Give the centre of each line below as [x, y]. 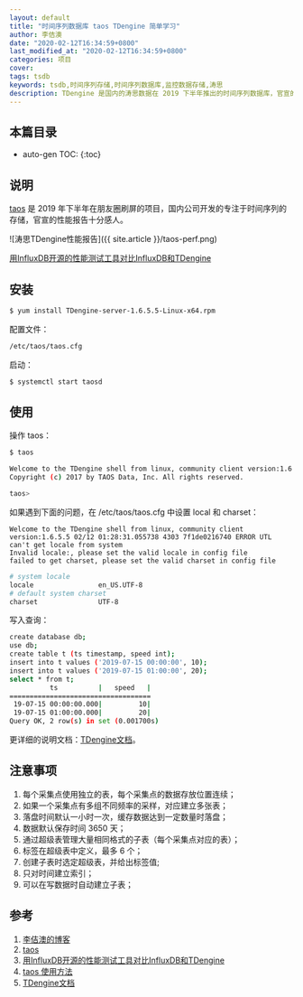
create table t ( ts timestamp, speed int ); [92, 654]
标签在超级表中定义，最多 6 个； [83, 851]
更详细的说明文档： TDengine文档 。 [75, 740]
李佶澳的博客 [46, 939]
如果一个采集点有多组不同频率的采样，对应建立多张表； [125, 806]
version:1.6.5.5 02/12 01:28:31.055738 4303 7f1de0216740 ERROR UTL [141, 537]
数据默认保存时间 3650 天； [74, 828]
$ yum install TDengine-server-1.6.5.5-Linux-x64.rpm [113, 311]
